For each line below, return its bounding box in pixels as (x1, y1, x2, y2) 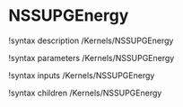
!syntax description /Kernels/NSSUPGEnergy (8, 35, 174, 46)
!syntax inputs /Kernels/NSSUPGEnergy (8, 69, 155, 81)
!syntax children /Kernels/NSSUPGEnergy (8, 87, 162, 98)
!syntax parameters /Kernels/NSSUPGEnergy (8, 52, 175, 63)
